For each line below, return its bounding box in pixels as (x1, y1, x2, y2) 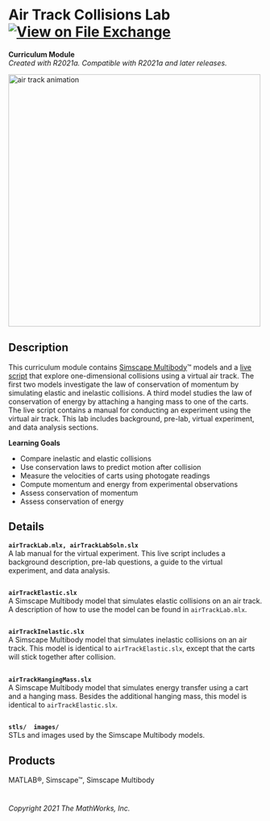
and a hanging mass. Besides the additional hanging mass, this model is (8, 691, 247, 701)
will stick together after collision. (8, 652, 116, 662)
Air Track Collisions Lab (8, 6, 171, 24)
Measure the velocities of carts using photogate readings (19, 471, 210, 480)
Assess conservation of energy (19, 496, 124, 506)
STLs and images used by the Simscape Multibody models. (8, 731, 206, 740)
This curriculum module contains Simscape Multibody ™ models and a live (8, 362, 252, 372)
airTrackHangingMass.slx (8, 676, 92, 684)
